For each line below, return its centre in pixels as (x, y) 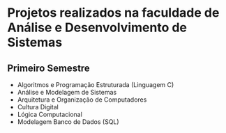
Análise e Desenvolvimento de (97, 28)
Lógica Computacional (50, 114)
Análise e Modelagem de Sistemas (67, 92)
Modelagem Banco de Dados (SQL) (68, 122)
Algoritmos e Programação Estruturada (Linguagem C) (96, 85)
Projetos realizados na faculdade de (113, 13)
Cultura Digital (38, 107)
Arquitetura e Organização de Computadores (82, 100)
